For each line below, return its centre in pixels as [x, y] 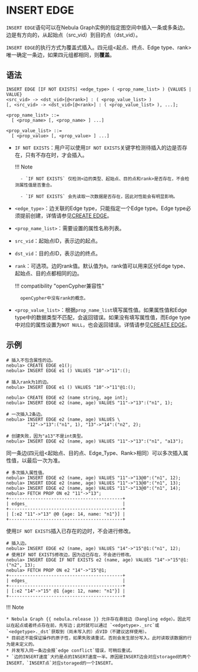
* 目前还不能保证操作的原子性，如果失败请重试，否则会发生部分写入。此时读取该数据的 [97, 638]
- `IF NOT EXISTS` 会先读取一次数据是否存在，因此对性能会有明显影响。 [99, 196]
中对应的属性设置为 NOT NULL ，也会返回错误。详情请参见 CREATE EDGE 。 [102, 324]
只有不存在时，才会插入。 [56, 155]
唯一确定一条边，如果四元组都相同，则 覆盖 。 [61, 54]
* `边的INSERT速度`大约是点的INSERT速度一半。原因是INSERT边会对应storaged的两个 [99, 657]
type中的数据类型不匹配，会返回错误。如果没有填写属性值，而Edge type [103, 317]
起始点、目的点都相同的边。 [48, 273]
